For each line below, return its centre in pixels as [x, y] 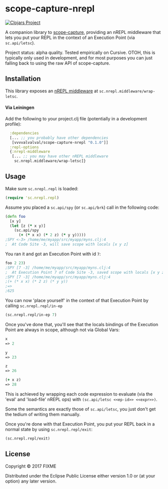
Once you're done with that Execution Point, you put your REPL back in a [80, 424]
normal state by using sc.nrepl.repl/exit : [49, 429]
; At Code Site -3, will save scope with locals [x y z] [67, 244]
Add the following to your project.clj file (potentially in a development [76, 118]
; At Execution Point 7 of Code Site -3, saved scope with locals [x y [82, 272]
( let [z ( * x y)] [28, 226]
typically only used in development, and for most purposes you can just [79, 57]
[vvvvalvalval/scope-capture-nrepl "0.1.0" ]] [60, 142]
